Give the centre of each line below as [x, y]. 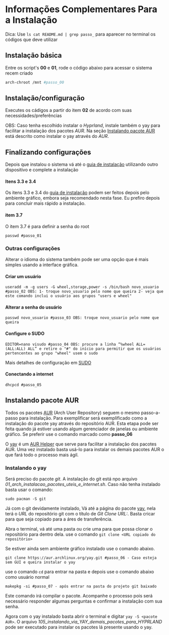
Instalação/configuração [45, 98]
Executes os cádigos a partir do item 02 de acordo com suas [69, 110]
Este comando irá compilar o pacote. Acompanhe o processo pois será [79, 595]
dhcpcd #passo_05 [23, 385]
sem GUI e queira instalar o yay [40, 562]
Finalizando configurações [48, 152]
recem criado [19, 73]
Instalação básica [34, 55]
